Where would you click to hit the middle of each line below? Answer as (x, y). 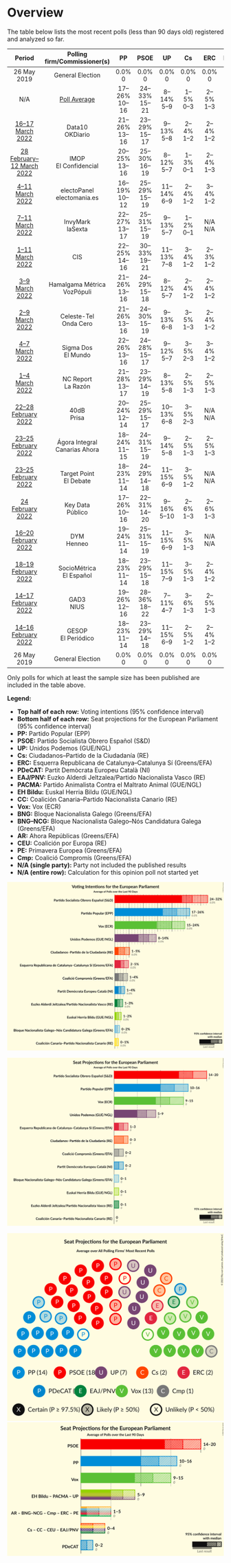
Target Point (77, 473)
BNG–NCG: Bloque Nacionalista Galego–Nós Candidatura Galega (109, 821)
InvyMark (77, 221)
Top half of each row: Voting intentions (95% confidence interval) (110, 711)
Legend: (19, 698)
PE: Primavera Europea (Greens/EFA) (69, 850)
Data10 (77, 127)
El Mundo (77, 355)
